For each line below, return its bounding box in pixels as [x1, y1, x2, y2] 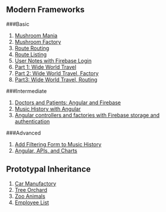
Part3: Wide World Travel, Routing [14, 76, 97, 83]
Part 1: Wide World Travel [14, 63, 77, 70]
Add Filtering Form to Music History [14, 140, 102, 147]
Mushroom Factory [14, 38, 61, 45]
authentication [14, 118, 50, 125]
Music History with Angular [14, 105, 81, 112]
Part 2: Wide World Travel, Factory [14, 69, 99, 76]
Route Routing [14, 44, 50, 52]
